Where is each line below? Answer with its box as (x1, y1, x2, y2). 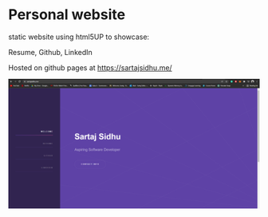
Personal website (8, 6, 126, 24)
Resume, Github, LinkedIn (8, 47, 93, 57)
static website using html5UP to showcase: (8, 32, 150, 41)
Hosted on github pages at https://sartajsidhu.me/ (8, 62, 173, 73)
